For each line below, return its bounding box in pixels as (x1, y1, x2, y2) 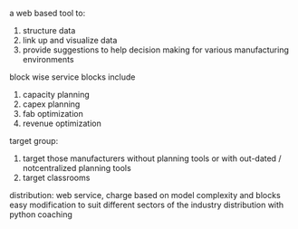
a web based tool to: (9, 8, 86, 18)
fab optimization (22, 109, 83, 119)
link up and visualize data (22, 35, 118, 45)
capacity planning (22, 90, 91, 100)
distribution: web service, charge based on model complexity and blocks (9, 190, 281, 200)
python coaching (9, 209, 72, 220)
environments (22, 54, 74, 64)
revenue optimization (22, 118, 101, 129)
